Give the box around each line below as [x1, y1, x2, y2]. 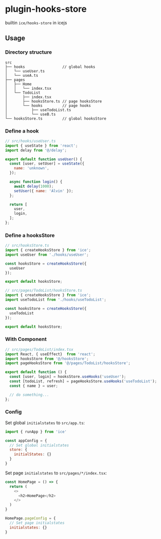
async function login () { [9, 179, 63, 184]
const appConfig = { [5, 438, 48, 443]
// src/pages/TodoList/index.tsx [5, 347, 74, 352]
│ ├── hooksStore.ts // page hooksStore [5, 99, 102, 104]
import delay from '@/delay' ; [5, 148, 67, 153]
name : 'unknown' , [14, 166, 50, 171]
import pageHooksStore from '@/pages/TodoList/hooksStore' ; [5, 361, 131, 366]
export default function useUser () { [5, 157, 82, 162]
